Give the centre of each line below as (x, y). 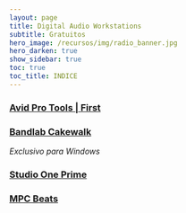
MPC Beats (34, 199)
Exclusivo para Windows (55, 151)
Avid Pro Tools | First (55, 107)
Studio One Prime (48, 174)
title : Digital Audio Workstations (76, 26)
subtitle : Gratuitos (48, 34)
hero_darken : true (43, 51)
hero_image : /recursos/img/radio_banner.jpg (93, 43)
